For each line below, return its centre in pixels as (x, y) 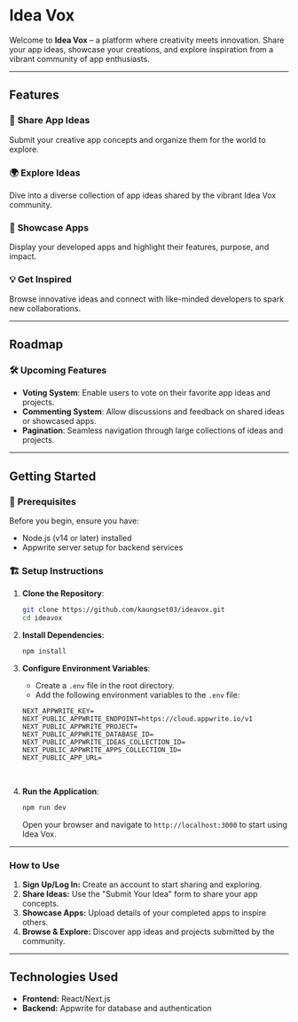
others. (35, 922)
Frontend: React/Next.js (66, 998)
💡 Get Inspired (41, 279)
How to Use (35, 865)
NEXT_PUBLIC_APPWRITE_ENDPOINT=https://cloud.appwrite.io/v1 (137, 719)
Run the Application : (60, 791)
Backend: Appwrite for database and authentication (117, 1008)
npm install (44, 651)
